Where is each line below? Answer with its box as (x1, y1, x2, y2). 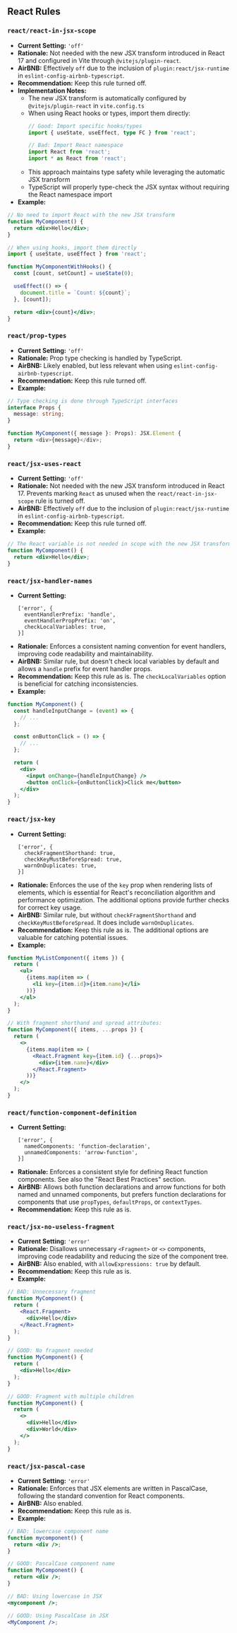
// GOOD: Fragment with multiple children (7, 1393, 134, 1400)
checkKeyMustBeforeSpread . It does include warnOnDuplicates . (17, 918, 195, 926)
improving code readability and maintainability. (17, 649, 154, 658)
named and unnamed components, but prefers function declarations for (17, 1190, 226, 1199)
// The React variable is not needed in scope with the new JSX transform (7, 540, 232, 547)
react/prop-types (7, 332, 67, 340)
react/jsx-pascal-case (7, 1462, 85, 1470)
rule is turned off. (35, 496, 86, 505)
